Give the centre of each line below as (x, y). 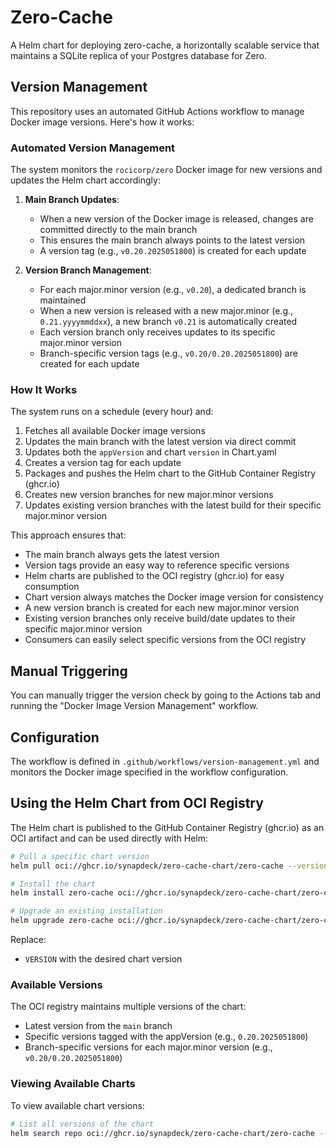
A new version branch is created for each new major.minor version (162, 608)
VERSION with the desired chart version (103, 959)
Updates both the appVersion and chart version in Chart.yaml (150, 452)
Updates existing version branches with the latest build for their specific (173, 505)
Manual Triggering (69, 671)
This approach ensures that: (68, 535)
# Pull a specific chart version (80, 856)
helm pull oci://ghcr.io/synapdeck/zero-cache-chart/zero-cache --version (169, 866)
